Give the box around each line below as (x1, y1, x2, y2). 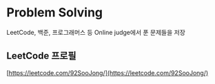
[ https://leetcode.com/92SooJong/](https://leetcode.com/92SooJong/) (6, 68, 209, 76)
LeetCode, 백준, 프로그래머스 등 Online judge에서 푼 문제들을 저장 (6, 28, 185, 36)
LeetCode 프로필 (6, 50, 76, 62)
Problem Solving (6, 5, 103, 20)
